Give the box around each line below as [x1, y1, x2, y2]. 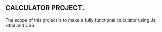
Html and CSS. [5, 22, 36, 28]
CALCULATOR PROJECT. [5, 4, 85, 12]
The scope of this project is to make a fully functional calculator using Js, [5, 17, 157, 23]
